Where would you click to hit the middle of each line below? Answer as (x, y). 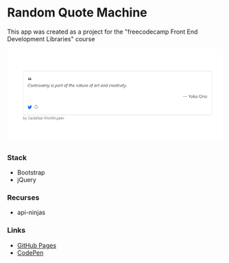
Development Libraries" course (51, 38)
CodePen (30, 253)
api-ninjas (31, 213)
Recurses (23, 197)
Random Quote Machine (77, 13)
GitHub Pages (37, 245)
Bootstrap (31, 172)
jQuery (26, 180)
